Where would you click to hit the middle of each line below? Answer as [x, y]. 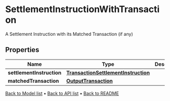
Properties [22, 50]
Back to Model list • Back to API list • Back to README [62, 93]
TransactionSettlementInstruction [108, 73]
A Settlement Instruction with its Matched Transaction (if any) [69, 34]
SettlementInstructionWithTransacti [82, 9]
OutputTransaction [90, 81]
